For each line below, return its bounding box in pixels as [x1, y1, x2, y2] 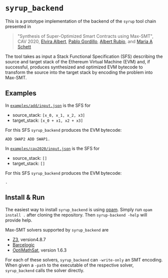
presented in [5, 23, 31, 29]
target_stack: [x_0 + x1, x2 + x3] [12, 117, 83, 123]
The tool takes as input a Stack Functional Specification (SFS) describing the [5, 53, 163, 59]
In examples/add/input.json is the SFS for [5, 102, 91, 108]
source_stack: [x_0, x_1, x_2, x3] [12, 112, 85, 118]
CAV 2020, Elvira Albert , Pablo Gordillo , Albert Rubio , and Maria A [17, 38, 153, 44]
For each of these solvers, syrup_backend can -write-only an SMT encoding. [5, 257, 163, 263]
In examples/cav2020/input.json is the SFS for [5, 145, 100, 151]
